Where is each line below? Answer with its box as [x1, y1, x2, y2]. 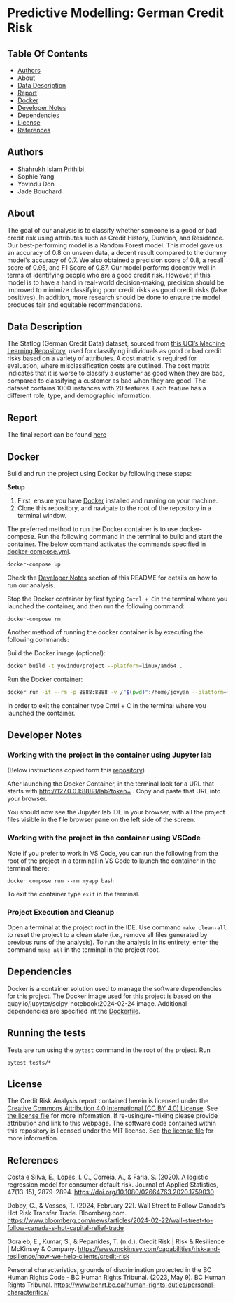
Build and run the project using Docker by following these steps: [7, 470, 192, 478]
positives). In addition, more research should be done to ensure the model [7, 293, 220, 301]
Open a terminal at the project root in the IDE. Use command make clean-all [7, 923, 227, 932]
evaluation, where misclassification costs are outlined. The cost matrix [7, 362, 210, 370]
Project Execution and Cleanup [7, 907, 115, 917]
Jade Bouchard [17, 187, 62, 196]
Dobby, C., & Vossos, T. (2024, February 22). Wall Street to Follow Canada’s [7, 1201, 225, 1210]
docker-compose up [7, 561, 61, 568]
